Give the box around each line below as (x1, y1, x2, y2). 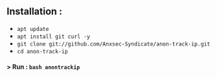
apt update (16, 25, 49, 32)
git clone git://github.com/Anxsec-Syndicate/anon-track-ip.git (16, 40, 211, 48)
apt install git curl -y (16, 33, 90, 40)
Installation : (6, 6, 63, 18)
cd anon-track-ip (16, 48, 69, 55)
